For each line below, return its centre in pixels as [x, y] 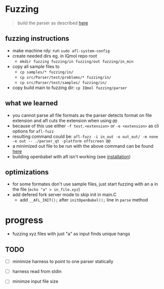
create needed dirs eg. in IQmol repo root [55, 56]
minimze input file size [35, 282]
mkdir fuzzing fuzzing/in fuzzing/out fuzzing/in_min [77, 61]
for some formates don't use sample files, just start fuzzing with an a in [85, 184]
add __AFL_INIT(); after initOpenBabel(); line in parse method [84, 200]
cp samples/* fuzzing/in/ [46, 72]
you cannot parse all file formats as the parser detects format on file [82, 115]
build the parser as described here [53, 23]
